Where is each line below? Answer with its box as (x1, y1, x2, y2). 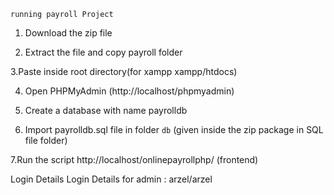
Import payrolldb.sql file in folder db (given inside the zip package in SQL (24, 124, 324, 135)
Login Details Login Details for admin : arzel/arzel (10, 173, 213, 185)
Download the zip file (24, 27, 113, 39)
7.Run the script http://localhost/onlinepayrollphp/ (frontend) (10, 154, 259, 165)
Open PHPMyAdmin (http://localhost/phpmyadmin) (24, 85, 235, 97)
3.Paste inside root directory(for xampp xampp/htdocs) (10, 66, 238, 77)
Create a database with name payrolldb (24, 105, 188, 116)
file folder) (24, 135, 68, 146)
